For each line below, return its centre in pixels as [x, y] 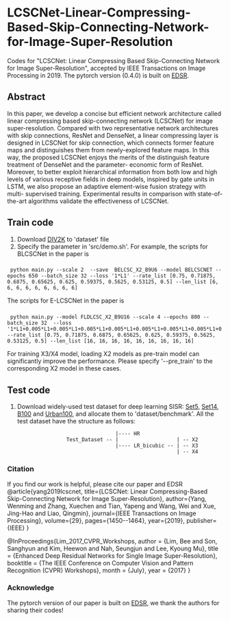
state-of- [210, 194]
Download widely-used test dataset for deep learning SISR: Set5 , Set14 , [118, 407]
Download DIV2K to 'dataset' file [63, 239]
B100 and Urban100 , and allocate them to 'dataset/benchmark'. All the [115, 414]
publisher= [202, 520]
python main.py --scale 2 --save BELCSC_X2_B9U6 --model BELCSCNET [111, 270]
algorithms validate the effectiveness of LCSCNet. [99, 201]
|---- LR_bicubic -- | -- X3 [157, 446]
